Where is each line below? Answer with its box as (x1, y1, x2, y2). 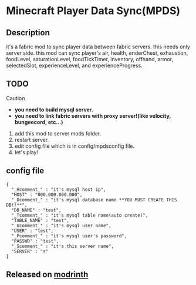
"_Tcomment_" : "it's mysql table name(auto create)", (11, 212, 148, 218)
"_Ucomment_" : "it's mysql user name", (11, 223, 111, 228)
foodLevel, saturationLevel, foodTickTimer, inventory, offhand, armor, (6, 56, 174, 62)
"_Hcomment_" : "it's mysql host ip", (11, 187, 107, 193)
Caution (6, 94, 25, 101)
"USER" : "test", (11, 228, 54, 234)
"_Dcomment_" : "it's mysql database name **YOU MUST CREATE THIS (11, 197, 177, 203)
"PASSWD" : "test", (11, 238, 59, 244)
